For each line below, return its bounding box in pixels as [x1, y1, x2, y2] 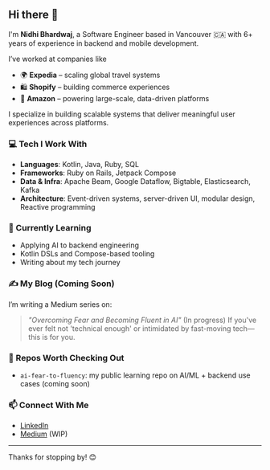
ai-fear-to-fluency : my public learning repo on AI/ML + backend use [19, 370, 251, 380]
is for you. [42, 332, 76, 341]
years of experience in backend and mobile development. [8, 38, 199, 48]
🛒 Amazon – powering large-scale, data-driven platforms [19, 93, 210, 103]
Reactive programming [19, 202, 96, 212]
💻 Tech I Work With [8, 138, 88, 149]
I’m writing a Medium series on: [8, 299, 112, 309]
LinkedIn [19, 421, 49, 431]
